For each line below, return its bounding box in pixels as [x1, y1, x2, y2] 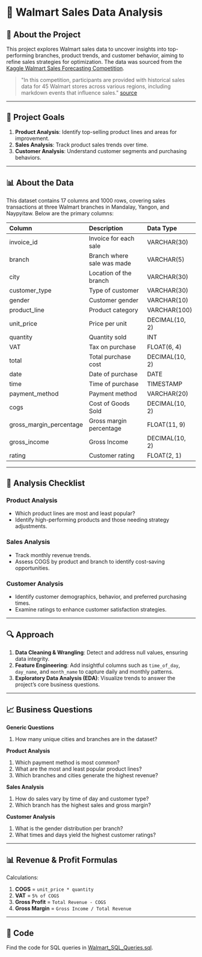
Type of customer [88, 286, 139, 294]
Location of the [88, 268, 132, 277]
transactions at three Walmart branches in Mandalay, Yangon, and [6, 203, 170, 210]
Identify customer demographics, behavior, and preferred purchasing [14, 593, 187, 600]
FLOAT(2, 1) [147, 451, 182, 460]
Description [88, 224, 123, 232]
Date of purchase [88, 370, 138, 378]
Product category [88, 306, 138, 314]
